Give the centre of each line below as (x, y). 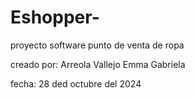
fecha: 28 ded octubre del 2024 (76, 83)
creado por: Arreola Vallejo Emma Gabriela (98, 64)
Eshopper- (55, 17)
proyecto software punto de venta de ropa (97, 45)
